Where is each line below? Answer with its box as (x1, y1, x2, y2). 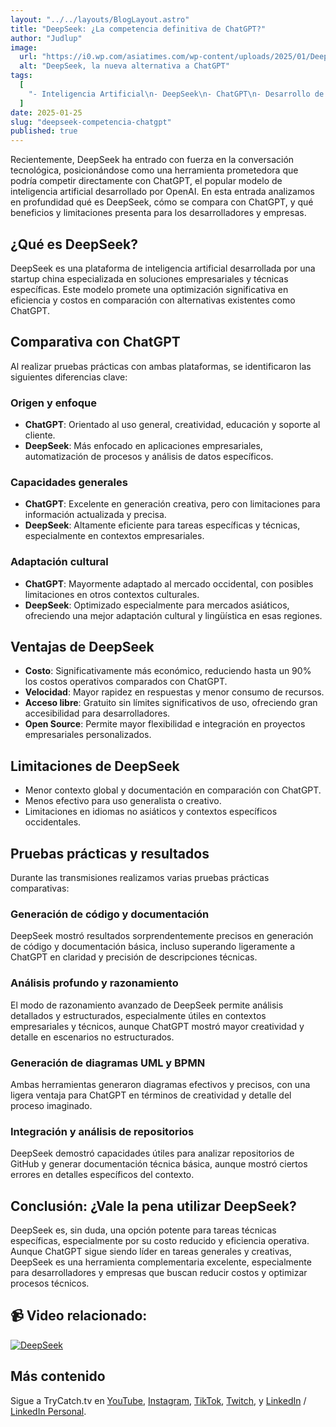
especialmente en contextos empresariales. (24, 530, 205, 542)
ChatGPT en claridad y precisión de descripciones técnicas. (10, 951, 258, 963)
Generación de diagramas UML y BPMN (10, 1056, 206, 1070)
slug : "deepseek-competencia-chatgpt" (10, 117, 172, 127)
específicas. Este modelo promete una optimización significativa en (10, 283, 289, 295)
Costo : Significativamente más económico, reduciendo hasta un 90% (24, 665, 312, 677)
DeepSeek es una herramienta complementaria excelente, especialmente (10, 1256, 312, 1268)
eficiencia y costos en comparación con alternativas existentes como (10, 294, 296, 306)
